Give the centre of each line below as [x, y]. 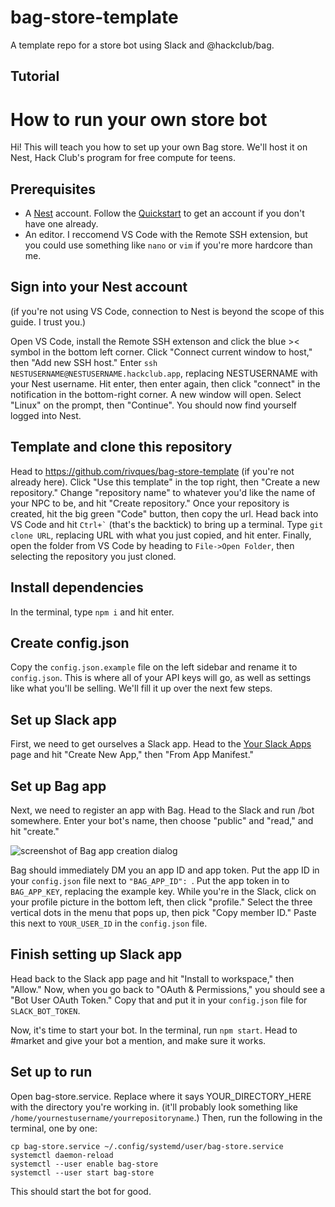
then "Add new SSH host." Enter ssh [84, 362]
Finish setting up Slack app [96, 954]
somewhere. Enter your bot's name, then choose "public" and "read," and [162, 820]
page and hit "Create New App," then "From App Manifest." [132, 755]
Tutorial [35, 76]
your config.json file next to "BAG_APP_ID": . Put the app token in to [150, 880]
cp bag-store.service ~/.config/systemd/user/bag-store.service [147, 1146]
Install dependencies [77, 587]
